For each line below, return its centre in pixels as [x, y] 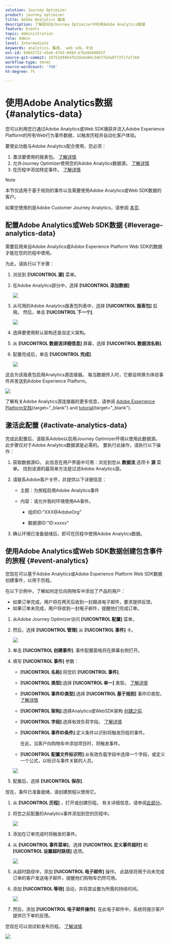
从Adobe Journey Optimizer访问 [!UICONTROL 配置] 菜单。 [75, 619]
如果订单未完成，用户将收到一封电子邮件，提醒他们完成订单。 [77, 608]
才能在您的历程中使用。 [30, 252]
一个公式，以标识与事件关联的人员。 [58, 761]
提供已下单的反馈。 [33, 915]
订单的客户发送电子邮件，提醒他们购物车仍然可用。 [66, 878]
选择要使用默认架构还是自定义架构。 [50, 333]
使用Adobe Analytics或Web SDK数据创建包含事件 [84, 551]
